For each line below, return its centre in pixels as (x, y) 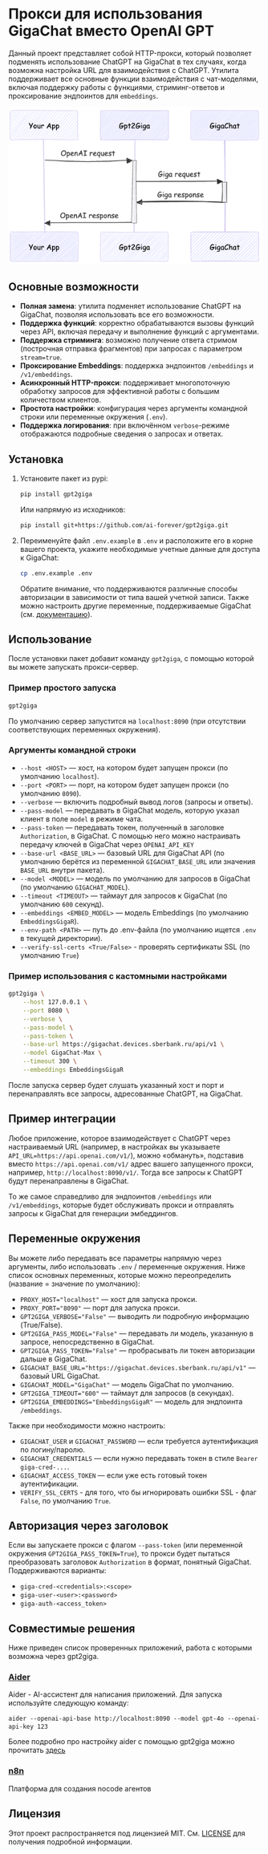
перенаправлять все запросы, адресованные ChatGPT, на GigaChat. (126, 1093)
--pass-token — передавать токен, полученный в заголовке (122, 827)
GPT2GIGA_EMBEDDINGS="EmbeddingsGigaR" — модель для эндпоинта (131, 1402)
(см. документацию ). (56, 614)
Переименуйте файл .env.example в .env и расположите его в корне (136, 540)
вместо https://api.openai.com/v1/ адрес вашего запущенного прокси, (131, 1163)
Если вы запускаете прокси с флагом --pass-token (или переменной (126, 1545)
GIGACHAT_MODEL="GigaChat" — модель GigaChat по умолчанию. (127, 1384)
